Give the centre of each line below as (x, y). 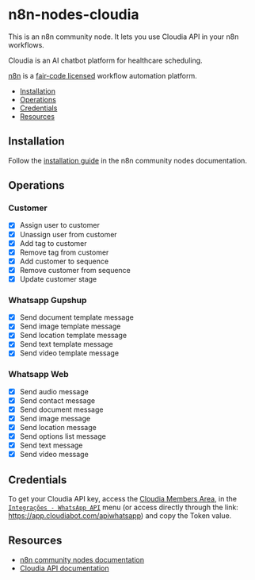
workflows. (27, 44)
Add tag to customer (53, 243)
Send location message (58, 428)
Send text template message (66, 344)
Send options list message (63, 436)
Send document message (61, 409)
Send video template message (69, 353)
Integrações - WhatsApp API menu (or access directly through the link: (124, 507)
